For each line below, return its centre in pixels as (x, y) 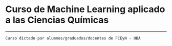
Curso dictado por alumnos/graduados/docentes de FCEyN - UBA (73, 38)
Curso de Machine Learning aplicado (85, 9)
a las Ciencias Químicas (57, 20)
